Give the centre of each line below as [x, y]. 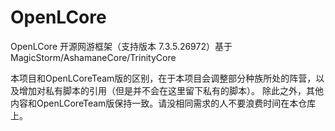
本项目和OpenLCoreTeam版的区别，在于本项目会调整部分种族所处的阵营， [163, 78]
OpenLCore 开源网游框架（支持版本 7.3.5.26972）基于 [121, 46]
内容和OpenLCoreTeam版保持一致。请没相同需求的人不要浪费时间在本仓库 [163, 103]
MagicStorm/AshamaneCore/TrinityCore [93, 57]
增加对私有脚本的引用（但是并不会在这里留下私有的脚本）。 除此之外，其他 [171, 90]
